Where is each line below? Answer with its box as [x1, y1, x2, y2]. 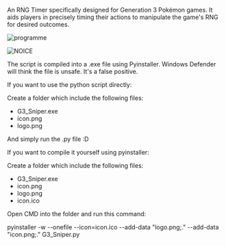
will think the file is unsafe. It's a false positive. [7, 68, 138, 75]
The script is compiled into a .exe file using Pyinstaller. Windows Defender [7, 60, 216, 68]
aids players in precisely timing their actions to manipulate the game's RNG [7, 13, 218, 21]
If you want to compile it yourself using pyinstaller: [7, 149, 149, 156]
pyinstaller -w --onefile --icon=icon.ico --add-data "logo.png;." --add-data [7, 223, 219, 231]
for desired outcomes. [7, 21, 70, 28]
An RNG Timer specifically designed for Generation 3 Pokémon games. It [7, 6, 213, 14]
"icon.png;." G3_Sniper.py [7, 231, 80, 238]
